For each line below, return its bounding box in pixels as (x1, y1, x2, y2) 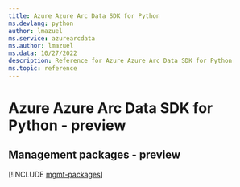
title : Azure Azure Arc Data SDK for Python (8, 11, 160, 20)
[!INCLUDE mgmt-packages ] (8, 169, 103, 179)
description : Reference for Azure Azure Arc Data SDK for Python (8, 57, 232, 65)
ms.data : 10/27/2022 (8, 49, 78, 57)
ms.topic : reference (8, 64, 78, 73)
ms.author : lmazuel (8, 42, 74, 50)
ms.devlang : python (8, 19, 74, 27)
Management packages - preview (8, 148, 181, 162)
